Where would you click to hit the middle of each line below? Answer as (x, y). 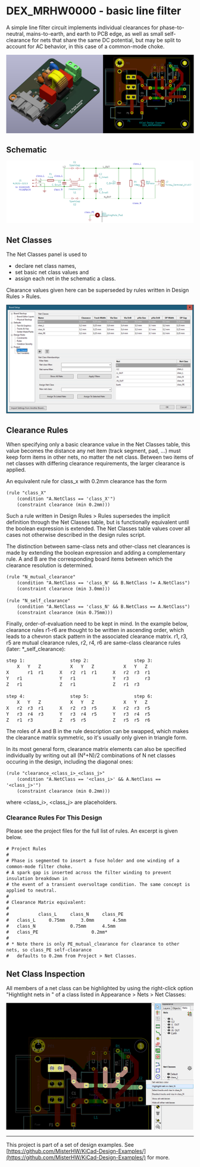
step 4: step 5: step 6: (79, 697)
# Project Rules (26, 849)
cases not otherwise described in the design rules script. (76, 535)
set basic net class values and (52, 273)
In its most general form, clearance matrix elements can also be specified (96, 749)
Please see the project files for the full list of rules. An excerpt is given (92, 831)
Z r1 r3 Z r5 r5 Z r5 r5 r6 (78, 720)
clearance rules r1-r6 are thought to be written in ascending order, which (95, 630)
